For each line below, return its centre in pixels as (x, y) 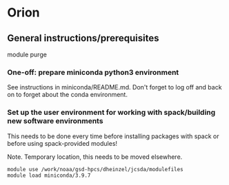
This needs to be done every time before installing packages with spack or (113, 136)
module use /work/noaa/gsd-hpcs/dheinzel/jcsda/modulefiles (96, 169)
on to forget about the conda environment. (67, 95)
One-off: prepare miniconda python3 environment (93, 72)
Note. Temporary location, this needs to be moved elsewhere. (95, 157)
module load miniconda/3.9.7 (49, 175)
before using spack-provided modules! (62, 143)
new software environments (55, 121)
